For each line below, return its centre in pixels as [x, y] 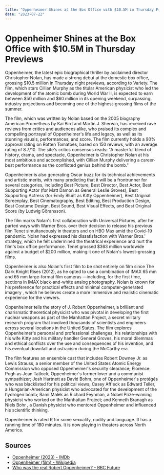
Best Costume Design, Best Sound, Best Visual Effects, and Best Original [78, 206]
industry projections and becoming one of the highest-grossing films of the [81, 104]
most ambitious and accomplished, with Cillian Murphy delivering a [72, 160]
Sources [18, 445]
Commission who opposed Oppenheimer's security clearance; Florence [77, 369]
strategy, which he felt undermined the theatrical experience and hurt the [79, 241]
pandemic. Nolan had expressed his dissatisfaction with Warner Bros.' [75, 236]
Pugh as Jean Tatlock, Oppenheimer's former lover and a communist [74, 374]
